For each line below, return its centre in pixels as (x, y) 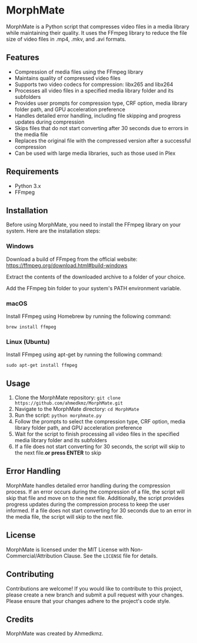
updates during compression (49, 122)
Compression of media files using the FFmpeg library (79, 72)
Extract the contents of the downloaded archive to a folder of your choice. (96, 277)
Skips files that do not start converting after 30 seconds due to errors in (101, 128)
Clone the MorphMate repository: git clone (68, 397)
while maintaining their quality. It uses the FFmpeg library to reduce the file (96, 32)
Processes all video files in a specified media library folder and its (94, 90)
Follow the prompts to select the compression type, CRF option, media (100, 422)
